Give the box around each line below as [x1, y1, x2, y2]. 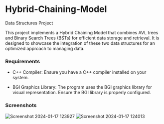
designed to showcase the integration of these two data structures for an [5, 40, 156, 46]
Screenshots [5, 102, 37, 109]
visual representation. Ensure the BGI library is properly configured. [12, 90, 151, 96]
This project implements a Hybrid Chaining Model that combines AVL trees [5, 29, 159, 35]
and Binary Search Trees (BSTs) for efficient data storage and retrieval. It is [5, 35, 160, 41]
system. [12, 75, 29, 81]
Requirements [5, 58, 40, 65]
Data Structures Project [5, 20, 53, 26]
